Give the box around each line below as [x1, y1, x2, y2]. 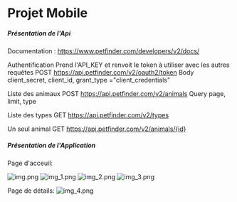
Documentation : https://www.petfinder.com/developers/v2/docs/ [7, 47, 200, 55]
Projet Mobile [7, 5, 88, 21]
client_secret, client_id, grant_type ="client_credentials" [7, 76, 171, 85]
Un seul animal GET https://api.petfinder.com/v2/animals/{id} [7, 124, 186, 133]
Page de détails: [7, 186, 55, 195]
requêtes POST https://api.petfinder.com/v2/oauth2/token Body [7, 68, 194, 77]
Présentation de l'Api [7, 28, 71, 37]
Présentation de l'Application [7, 141, 96, 149]
